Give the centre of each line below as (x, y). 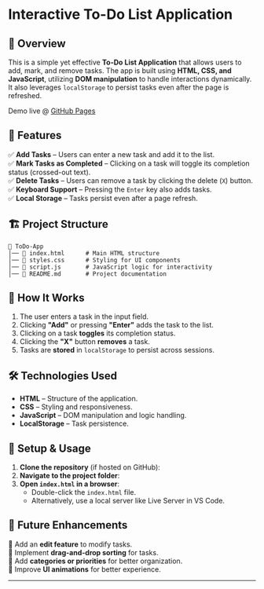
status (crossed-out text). (49, 172)
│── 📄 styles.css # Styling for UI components (94, 260)
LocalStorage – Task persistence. (74, 424)
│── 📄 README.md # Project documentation (88, 274)
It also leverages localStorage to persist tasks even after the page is (119, 87)
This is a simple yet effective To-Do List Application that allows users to (125, 62)
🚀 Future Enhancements (68, 525)
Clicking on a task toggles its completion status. (97, 333)
